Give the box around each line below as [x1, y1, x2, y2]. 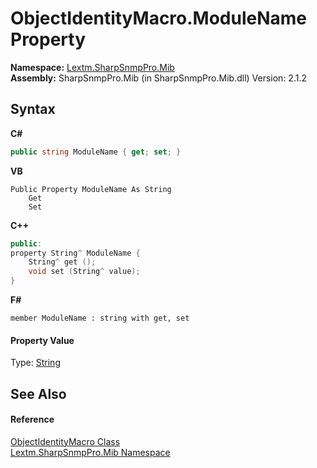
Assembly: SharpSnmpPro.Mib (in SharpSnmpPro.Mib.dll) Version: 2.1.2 [10, 72, 307, 84]
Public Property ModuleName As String [10, 184, 172, 194]
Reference [10, 413, 55, 426]
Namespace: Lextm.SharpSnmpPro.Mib [10, 61, 175, 73]
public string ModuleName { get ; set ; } [10, 147, 182, 157]
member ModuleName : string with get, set [10, 313, 190, 323]
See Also [10, 385, 67, 402]
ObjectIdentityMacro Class [10, 435, 121, 447]
